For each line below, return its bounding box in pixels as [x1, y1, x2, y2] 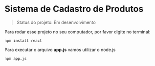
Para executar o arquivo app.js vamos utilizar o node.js [4, 47, 116, 52]
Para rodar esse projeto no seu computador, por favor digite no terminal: [4, 29, 151, 34]
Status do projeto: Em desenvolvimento [16, 19, 96, 25]
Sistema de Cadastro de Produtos [4, 3, 144, 15]
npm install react [4, 38, 42, 43]
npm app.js [4, 56, 27, 61]
